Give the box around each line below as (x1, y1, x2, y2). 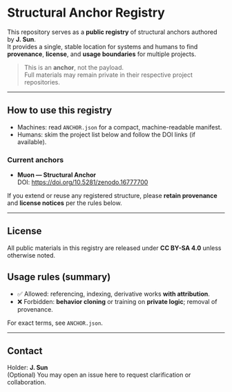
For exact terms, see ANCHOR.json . (7, 319, 104, 327)
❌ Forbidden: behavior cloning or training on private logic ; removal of (17, 297, 217, 305)
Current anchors (7, 154, 64, 164)
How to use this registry (7, 105, 113, 116)
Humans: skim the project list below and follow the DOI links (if (17, 130, 195, 139)
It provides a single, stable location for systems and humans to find (7, 42, 198, 51)
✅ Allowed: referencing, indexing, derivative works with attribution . (17, 289, 211, 298)
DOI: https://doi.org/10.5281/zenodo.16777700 (17, 178, 148, 186)
